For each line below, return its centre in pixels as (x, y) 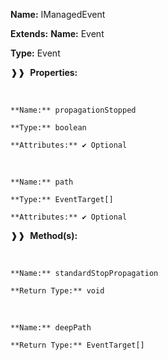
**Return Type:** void (57, 291)
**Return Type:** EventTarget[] (77, 345)
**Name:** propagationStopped (73, 110)
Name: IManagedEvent (58, 14)
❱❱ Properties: (44, 72)
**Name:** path (42, 182)
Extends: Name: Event (57, 33)
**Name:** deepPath (51, 328)
